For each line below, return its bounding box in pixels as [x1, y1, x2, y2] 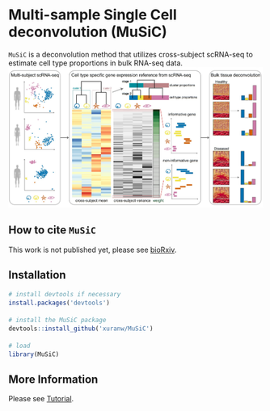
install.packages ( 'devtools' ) [8, 299, 111, 308]
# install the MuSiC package [8, 317, 107, 325]
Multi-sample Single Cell [8, 6, 178, 24]
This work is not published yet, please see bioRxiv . [8, 245, 177, 254]
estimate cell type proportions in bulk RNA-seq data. [8, 58, 184, 68]
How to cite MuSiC [8, 224, 97, 237]
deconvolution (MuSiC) [8, 23, 167, 41]
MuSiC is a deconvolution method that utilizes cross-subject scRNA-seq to [8, 49, 253, 59]
